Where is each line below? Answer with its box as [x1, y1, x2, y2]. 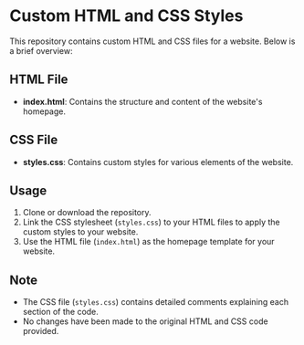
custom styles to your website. [22, 226, 139, 237]
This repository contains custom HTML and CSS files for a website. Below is [9, 36, 296, 47]
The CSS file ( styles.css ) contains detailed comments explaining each [22, 297, 289, 308]
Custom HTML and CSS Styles [9, 5, 244, 26]
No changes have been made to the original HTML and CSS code [22, 316, 268, 327]
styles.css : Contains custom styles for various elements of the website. [22, 156, 294, 167]
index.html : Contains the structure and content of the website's [22, 96, 263, 107]
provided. [22, 326, 59, 337]
